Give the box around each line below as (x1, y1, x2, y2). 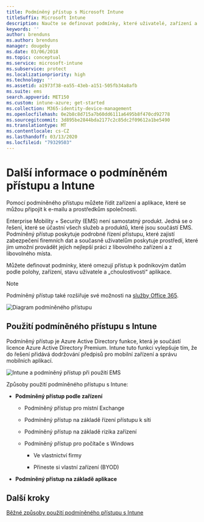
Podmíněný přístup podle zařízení (15, 392, 103, 400)
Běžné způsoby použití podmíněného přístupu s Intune (6, 509, 144, 517)
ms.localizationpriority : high (6, 71, 86, 78)
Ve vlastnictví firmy (33, 451, 82, 459)
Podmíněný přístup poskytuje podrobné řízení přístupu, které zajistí (6, 230, 175, 237)
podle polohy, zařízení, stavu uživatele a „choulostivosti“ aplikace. (6, 268, 172, 275)
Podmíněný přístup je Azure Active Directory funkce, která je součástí (6, 337, 181, 345)
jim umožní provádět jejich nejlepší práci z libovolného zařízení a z (6, 243, 172, 250)
